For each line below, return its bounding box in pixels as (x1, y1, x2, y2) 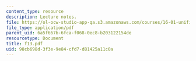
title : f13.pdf (6, 41, 43, 47)
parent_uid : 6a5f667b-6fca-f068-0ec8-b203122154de (6, 30, 132, 36)
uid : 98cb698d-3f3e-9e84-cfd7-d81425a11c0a (6, 46, 114, 52)
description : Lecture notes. (6, 14, 77, 20)
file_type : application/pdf (6, 24, 75, 31)
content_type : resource (6, 8, 64, 15)
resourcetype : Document (6, 35, 64, 41)
